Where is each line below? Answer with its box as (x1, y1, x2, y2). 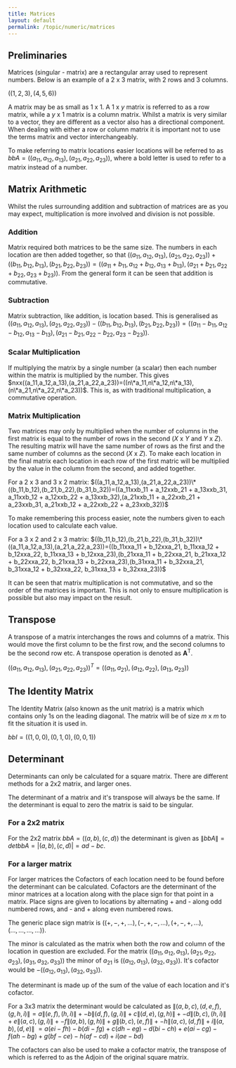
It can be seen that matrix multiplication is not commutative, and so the (8, 578, 214, 587)
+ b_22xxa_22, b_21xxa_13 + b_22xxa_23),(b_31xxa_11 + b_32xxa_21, (8, 557, 204, 566)
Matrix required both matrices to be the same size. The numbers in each (8, 243, 217, 252)
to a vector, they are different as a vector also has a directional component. (8, 117, 225, 127)
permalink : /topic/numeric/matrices (8, 23, 115, 30)
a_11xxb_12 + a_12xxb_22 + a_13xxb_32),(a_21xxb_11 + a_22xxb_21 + (8, 492, 201, 501)
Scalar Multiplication (8, 348, 81, 357)
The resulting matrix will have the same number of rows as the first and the (8, 441, 225, 450)
